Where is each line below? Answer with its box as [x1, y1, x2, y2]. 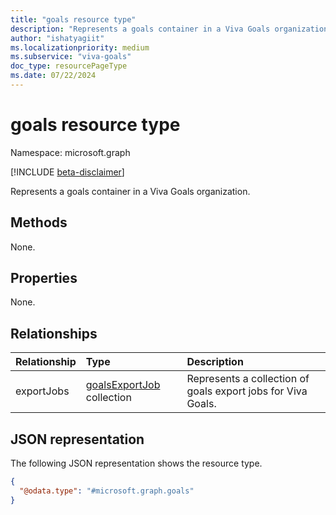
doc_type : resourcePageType [10, 61, 128, 71]
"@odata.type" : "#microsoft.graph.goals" [19, 486, 195, 496]
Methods [10, 214, 68, 231]
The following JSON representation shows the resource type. [10, 457, 263, 470]
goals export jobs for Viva [186, 384, 308, 398]
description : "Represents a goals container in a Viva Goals [10, 24, 271, 34]
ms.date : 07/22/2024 [10, 71, 97, 81]
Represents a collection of [186, 372, 310, 386]
